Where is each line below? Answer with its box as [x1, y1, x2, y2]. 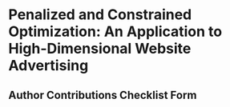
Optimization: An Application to [8, 22, 223, 41]
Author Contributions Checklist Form [8, 88, 197, 101]
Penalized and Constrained [8, 6, 192, 24]
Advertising [8, 57, 89, 75]
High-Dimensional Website [8, 40, 192, 57]
